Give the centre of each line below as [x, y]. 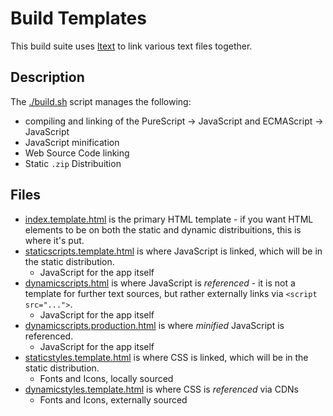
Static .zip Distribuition [73, 163]
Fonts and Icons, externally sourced [113, 399]
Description [47, 77]
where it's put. [54, 240]
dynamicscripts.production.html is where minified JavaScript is [154, 325]
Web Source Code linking [77, 153]
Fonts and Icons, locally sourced [106, 378]
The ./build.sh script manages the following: [101, 101]
